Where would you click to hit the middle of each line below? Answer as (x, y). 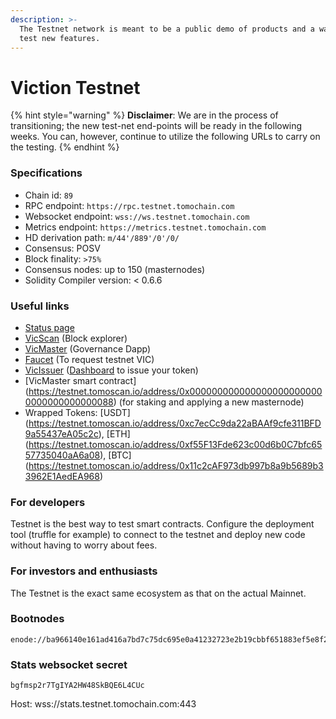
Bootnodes (37, 619)
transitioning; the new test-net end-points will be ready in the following (156, 126)
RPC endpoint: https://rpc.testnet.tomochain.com (129, 205)
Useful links (40, 306)
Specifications (46, 173)
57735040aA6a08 (62, 455)
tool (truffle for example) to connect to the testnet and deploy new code (158, 535)
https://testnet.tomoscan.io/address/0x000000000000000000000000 (175, 391)
